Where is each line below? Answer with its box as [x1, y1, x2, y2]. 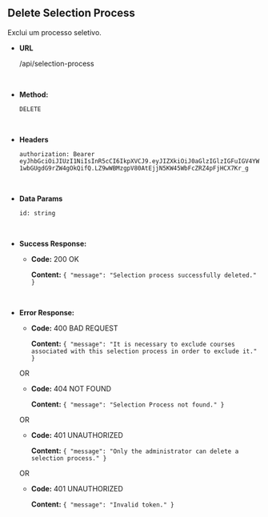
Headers [18, 134, 49, 144]
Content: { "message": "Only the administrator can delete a [30, 446, 239, 455]
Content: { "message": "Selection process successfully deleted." [30, 270, 257, 279]
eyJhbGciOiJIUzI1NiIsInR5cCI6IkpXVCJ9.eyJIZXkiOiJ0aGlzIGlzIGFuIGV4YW [18, 157, 260, 165]
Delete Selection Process [7, 6, 135, 20]
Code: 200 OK [30, 254, 79, 263]
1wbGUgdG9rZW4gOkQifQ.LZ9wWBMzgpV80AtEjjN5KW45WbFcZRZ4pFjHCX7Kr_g [18, 164, 249, 172]
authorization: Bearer [18, 150, 95, 158]
